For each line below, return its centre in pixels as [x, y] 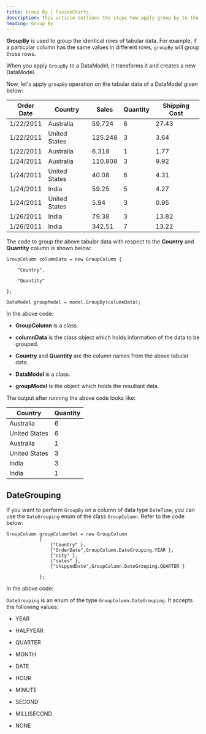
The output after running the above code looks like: [71, 398]
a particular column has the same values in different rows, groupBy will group [103, 47]
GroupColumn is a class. [47, 326]
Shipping [176, 106]
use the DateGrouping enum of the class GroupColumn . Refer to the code [96, 516]
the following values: [32, 607]
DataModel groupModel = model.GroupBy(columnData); [74, 302]
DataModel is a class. [43, 374]
